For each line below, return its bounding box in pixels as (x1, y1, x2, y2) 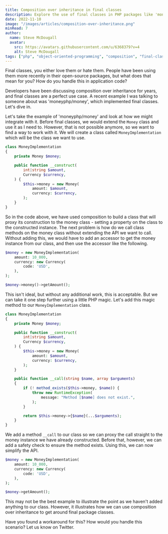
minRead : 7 (5, 26, 28, 31)
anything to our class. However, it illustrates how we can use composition (5, 504, 156, 510)
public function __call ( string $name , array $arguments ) (14, 376, 135, 381)
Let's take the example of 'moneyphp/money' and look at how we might (5, 114, 153, 120)
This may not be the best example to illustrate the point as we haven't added (5, 498, 162, 504)
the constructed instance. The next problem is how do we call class (5, 224, 144, 230)
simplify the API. (5, 447, 39, 453)
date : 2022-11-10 (5, 17, 41, 22)
